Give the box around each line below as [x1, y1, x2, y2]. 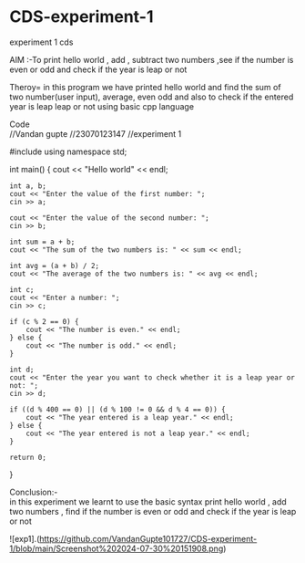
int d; [9, 365, 35, 374]
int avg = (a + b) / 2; [9, 261, 100, 270]
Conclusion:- [9, 486, 58, 497]
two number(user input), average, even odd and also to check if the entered [9, 91, 294, 102]
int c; [9, 285, 35, 294]
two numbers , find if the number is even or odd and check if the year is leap [9, 506, 297, 516]
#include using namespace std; [9, 146, 127, 157]
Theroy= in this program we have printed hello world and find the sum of [9, 81, 281, 92]
